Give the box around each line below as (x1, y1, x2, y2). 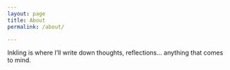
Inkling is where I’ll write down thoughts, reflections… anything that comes (7, 48, 224, 57)
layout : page (7, 10, 46, 17)
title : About (7, 17, 46, 24)
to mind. (7, 56, 32, 64)
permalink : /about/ (7, 23, 65, 30)
